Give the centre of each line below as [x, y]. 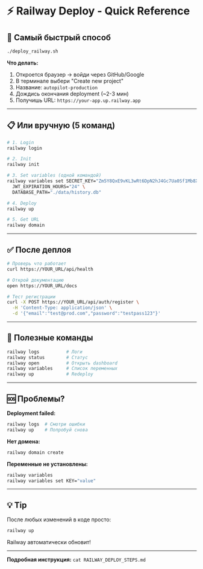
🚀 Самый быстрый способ [59, 37]
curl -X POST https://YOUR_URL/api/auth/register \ [73, 302]
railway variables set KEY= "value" [52, 481]
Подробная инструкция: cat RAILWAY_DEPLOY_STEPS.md [77, 560]
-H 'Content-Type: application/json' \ [62, 308]
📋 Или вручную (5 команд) [61, 126]
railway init [23, 165]
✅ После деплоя [39, 250]
